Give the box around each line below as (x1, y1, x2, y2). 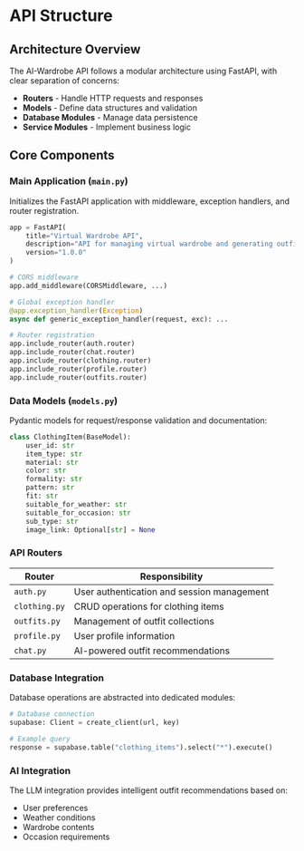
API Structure (9, 5, 113, 26)
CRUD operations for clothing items (73, 600, 224, 613)
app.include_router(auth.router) (9, 339, 136, 349)
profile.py (14, 631, 61, 641)
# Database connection (9, 710, 95, 719)
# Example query (9, 734, 71, 743)
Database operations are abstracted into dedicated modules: (9, 692, 236, 703)
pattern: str (25, 483, 75, 492)
